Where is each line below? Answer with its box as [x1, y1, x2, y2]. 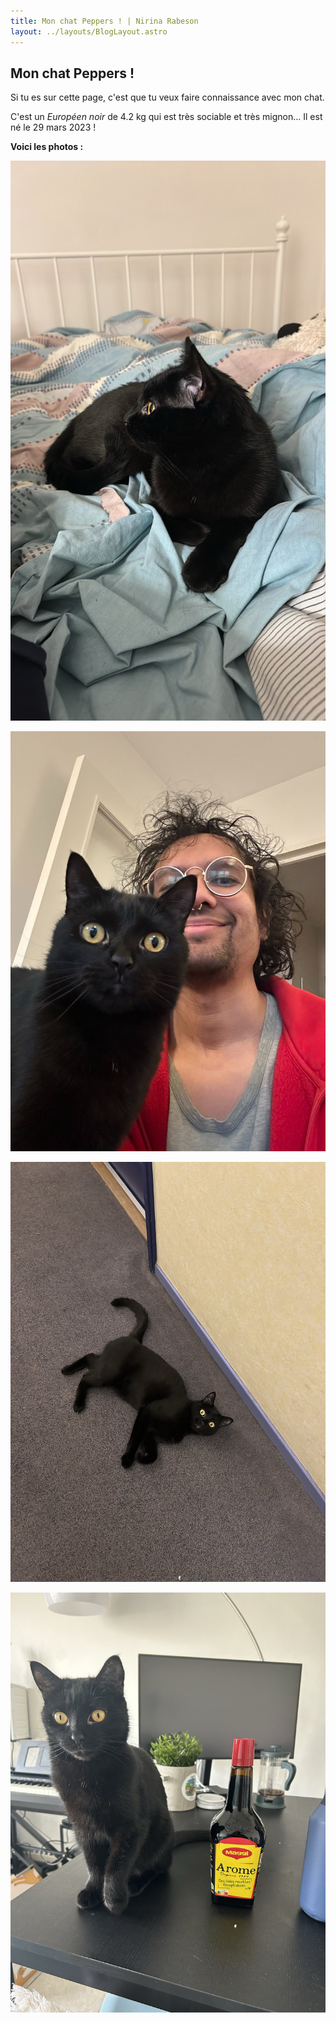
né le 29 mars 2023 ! [10, 121, 97, 134]
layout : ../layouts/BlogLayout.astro [10, 26, 168, 37]
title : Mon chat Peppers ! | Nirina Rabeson [10, 16, 199, 26]
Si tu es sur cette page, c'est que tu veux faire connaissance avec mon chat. [10, 91, 325, 104]
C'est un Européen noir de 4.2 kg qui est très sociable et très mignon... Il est [10, 111, 323, 123]
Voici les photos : [10, 141, 84, 153]
